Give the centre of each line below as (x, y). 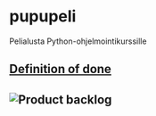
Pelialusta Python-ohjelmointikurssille (78, 41)
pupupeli (43, 17)
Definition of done (60, 69)
